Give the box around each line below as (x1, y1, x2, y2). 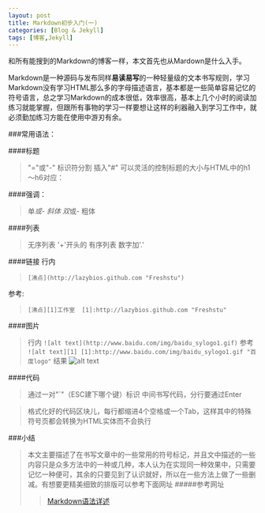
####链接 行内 (8, 257, 56, 266)
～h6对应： (27, 173, 65, 183)
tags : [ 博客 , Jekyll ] (8, 33, 73, 42)
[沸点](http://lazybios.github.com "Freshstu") (27, 274, 185, 282)
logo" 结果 (33, 356, 68, 366)
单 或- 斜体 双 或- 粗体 (27, 206, 96, 216)
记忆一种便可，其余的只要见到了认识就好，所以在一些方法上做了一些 (27, 470, 249, 479)
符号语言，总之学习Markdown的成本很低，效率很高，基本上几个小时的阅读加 (8, 92, 257, 103)
